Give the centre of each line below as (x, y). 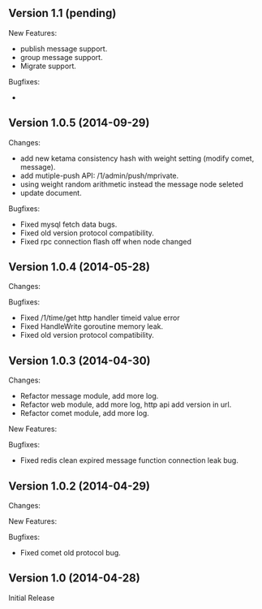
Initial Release (32, 598)
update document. (51, 192)
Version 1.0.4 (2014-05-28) (79, 267)
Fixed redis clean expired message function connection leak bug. (129, 460)
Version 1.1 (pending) (62, 13)
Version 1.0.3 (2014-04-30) (79, 361)
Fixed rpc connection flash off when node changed (106, 241)
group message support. (61, 57)
